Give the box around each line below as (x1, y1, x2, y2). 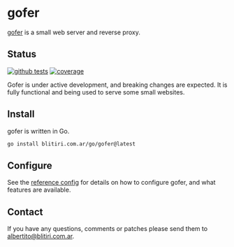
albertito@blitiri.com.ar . (7, 232, 75, 241)
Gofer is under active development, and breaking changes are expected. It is (7, 80, 228, 89)
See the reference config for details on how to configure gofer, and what (7, 178, 216, 187)
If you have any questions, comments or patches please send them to (7, 225, 208, 233)
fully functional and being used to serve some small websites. (7, 87, 185, 96)
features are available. (7, 185, 71, 194)
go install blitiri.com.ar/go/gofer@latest (7, 140, 136, 148)
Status (7, 48, 37, 60)
